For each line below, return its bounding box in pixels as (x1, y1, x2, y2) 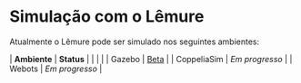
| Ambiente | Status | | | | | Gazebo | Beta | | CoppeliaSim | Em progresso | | (9, 53, 293, 64)
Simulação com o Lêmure (9, 6, 205, 27)
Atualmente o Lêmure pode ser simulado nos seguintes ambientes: (9, 36, 260, 47)
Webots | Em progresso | (9, 63, 103, 74)
